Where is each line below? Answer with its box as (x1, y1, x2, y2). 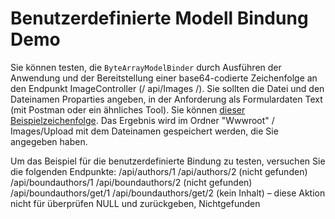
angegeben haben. (10, 135, 88, 147)
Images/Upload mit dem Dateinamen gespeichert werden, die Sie (10, 125, 279, 137)
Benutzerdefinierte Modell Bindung (10, 7, 309, 30)
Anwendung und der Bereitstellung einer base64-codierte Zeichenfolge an (10, 72, 318, 84)
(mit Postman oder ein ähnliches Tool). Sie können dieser (10, 103, 246, 116)
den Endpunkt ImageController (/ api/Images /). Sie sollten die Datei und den (10, 82, 325, 94)
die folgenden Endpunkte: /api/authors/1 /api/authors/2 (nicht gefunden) (10, 165, 308, 177)
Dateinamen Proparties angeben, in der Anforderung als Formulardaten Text (10, 93, 323, 105)
